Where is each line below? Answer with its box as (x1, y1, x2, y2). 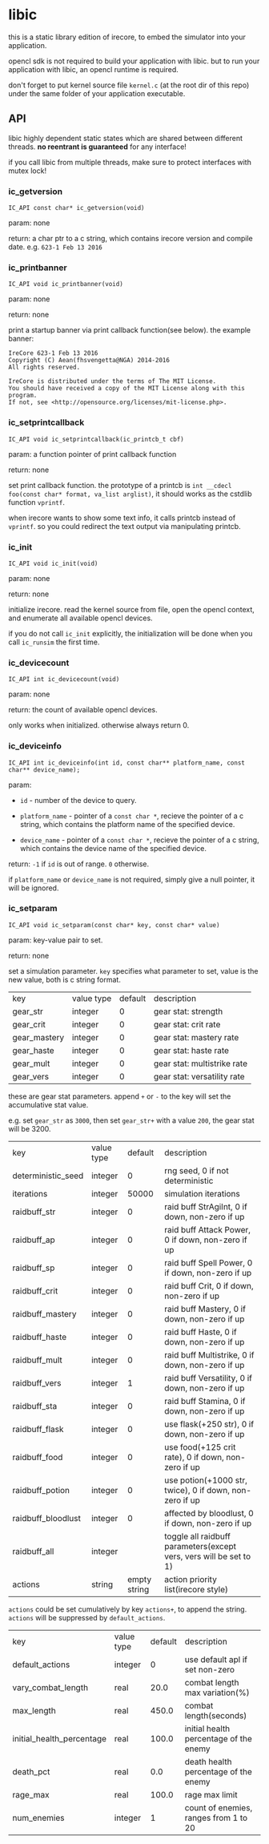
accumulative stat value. (8, 1100, 89, 1109)
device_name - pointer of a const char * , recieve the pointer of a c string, (19, 835, 259, 845)
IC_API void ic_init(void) (8, 559, 98, 567)
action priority (163, 1573, 218, 1584)
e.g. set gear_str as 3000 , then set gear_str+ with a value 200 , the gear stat (8, 1116, 255, 1125)
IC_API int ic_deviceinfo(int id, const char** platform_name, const (8, 759, 246, 767)
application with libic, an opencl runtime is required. (8, 64, 179, 74)
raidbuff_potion (12, 1484, 70, 1495)
